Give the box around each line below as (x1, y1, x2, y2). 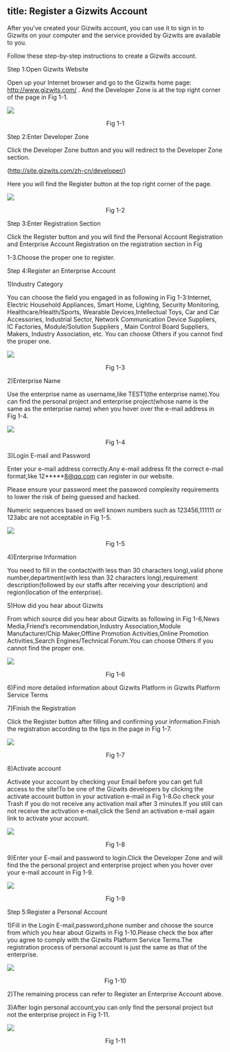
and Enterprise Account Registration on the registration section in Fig (7, 240, 203, 248)
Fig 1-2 (105, 206, 126, 214)
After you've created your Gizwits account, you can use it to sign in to (7, 23, 205, 32)
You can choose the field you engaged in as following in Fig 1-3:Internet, (7, 293, 211, 301)
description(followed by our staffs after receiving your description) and (7, 580, 208, 589)
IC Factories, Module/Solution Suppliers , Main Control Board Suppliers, (7, 322, 209, 331)
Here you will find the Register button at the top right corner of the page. (7, 179, 212, 188)
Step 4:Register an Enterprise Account (7, 266, 116, 274)
